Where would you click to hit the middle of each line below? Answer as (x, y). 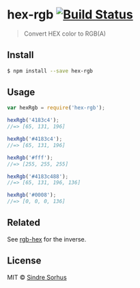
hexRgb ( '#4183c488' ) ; (38, 176)
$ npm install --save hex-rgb (50, 71)
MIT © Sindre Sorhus (37, 277)
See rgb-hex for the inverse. (47, 239)
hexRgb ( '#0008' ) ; (32, 195)
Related (24, 223)
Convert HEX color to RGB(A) (65, 34)
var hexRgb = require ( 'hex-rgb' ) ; (56, 108)
